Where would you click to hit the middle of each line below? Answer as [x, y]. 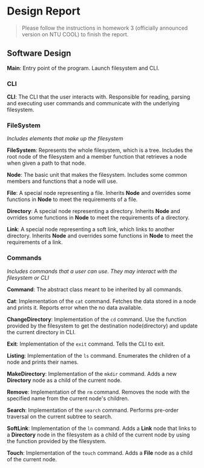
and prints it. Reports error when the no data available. [75, 308]
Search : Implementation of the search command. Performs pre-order [93, 410]
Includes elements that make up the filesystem [65, 139]
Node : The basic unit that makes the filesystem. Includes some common [97, 175]
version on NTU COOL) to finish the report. [75, 34]
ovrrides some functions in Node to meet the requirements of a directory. [98, 218]
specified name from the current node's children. [68, 398]
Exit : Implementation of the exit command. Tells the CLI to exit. [86, 344]
